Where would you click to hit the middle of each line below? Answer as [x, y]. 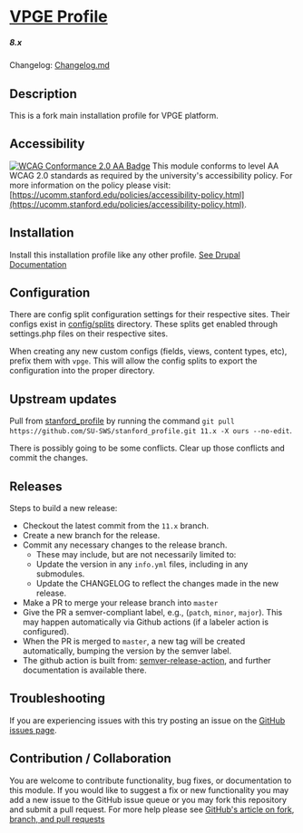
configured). [46, 632]
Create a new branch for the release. [91, 536]
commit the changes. [49, 458]
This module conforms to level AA [216, 166]
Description [43, 94]
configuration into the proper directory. [82, 371]
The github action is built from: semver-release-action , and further [147, 661]
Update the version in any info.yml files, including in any [142, 565]
